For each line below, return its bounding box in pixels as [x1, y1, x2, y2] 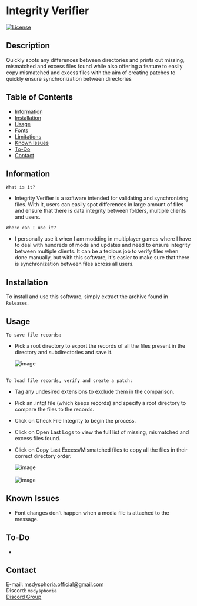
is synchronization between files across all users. [14, 261, 134, 268]
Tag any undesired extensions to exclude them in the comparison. [14, 388, 175, 395]
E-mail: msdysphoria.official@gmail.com [6, 581, 104, 588]
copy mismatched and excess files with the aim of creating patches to [6, 69, 176, 76]
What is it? [6, 185, 35, 190]
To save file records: [6, 332, 62, 338]
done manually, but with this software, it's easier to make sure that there [14, 254, 190, 261]
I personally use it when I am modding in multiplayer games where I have [14, 235, 191, 242]
